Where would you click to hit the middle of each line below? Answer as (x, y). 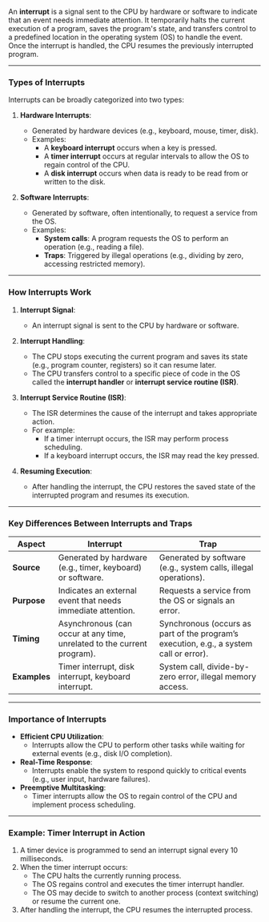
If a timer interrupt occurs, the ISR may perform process (136, 438)
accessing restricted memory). (94, 264)
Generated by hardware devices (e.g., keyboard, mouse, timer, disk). (145, 131)
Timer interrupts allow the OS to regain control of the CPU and (134, 796)
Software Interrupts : (54, 197)
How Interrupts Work (50, 292)
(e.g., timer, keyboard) (100, 567)
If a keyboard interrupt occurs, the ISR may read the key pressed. (151, 455)
